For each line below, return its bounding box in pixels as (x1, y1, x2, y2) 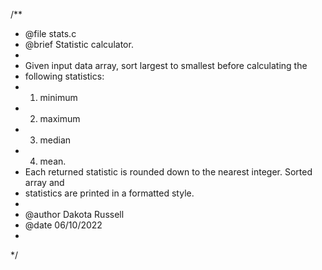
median (39, 134, 72, 146)
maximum (39, 113, 81, 124)
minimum (39, 92, 78, 103)
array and (24, 177, 65, 188)
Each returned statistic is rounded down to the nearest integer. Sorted (24, 166, 313, 178)
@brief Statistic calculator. (24, 39, 134, 50)
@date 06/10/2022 (24, 219, 103, 231)
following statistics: (24, 70, 105, 82)
